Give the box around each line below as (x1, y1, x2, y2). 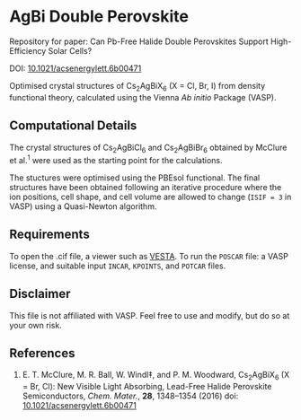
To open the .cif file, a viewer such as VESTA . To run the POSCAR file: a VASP (9, 250, 289, 261)
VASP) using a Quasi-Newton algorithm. (9, 201, 157, 212)
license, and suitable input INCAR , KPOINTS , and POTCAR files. (9, 260, 226, 271)
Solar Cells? (48, 45, 93, 56)
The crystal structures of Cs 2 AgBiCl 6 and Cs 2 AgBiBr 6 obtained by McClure (9, 142, 288, 154)
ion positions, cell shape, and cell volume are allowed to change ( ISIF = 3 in (9, 191, 292, 202)
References (9, 346, 75, 361)
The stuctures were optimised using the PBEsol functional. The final (9, 172, 261, 183)
